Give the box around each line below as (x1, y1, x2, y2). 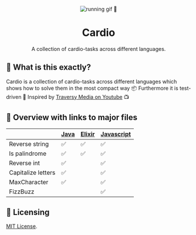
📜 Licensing (6, 207, 50, 217)
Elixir (80, 130, 95, 138)
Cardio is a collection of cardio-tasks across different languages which (6, 78, 177, 85)
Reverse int (9, 159, 40, 167)
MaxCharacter (9, 178, 49, 186)
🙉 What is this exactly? (6, 62, 91, 73)
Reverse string (9, 139, 49, 148)
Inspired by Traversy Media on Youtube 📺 (27, 93, 129, 100)
